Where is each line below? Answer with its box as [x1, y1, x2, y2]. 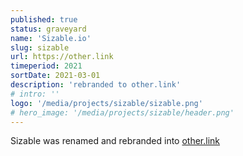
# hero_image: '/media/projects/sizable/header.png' [10, 107, 235, 118]
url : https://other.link [10, 52, 114, 62]
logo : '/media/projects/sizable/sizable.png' [10, 98, 203, 108]
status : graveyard [10, 24, 87, 34]
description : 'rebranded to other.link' [10, 80, 182, 90]
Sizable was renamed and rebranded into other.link [10, 135, 221, 147]
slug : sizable [10, 42, 70, 53]
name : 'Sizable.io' [10, 33, 92, 43]
